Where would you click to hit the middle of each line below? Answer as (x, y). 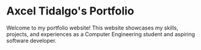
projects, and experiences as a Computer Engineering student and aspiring (101, 34)
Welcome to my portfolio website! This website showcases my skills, (93, 28)
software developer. (31, 40)
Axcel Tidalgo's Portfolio (70, 11)
